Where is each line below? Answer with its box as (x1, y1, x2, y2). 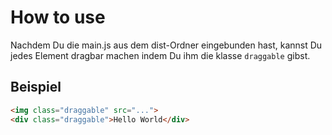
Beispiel (10, 79, 62, 96)
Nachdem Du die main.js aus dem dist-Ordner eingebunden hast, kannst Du (10, 39, 323, 51)
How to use (10, 6, 106, 29)
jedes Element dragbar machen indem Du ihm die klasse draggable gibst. (10, 49, 311, 61)
